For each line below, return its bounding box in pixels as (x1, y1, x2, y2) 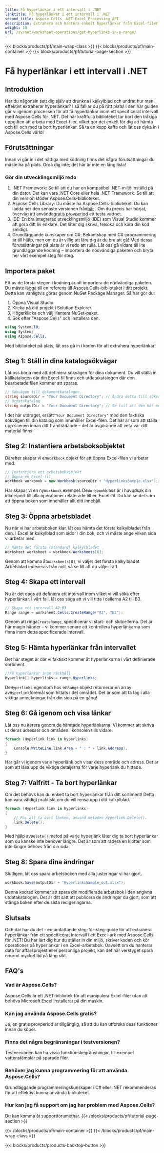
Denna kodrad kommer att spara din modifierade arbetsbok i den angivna (5, 889, 153, 895)
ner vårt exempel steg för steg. (12, 253, 75, 258)
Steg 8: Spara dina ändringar (5, 857, 94, 866)
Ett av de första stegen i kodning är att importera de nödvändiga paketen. (5, 279, 153, 285)
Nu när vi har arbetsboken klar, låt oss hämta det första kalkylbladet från (5, 525, 150, 531)
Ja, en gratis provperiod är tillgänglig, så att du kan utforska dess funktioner (5, 1021, 158, 1027)
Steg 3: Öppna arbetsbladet (5, 512, 91, 520)
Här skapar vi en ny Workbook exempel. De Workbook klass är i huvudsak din (5, 487, 151, 493)
